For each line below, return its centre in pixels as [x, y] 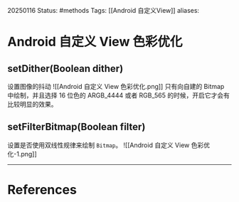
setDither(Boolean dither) [65, 69]
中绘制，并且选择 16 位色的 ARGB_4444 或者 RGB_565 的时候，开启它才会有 [118, 95]
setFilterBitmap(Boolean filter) [76, 127]
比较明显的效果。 [32, 104]
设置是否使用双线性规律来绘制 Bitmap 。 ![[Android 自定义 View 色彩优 [109, 145]
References [42, 190]
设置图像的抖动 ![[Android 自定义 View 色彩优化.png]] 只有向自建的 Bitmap [116, 86]
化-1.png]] [22, 154]
